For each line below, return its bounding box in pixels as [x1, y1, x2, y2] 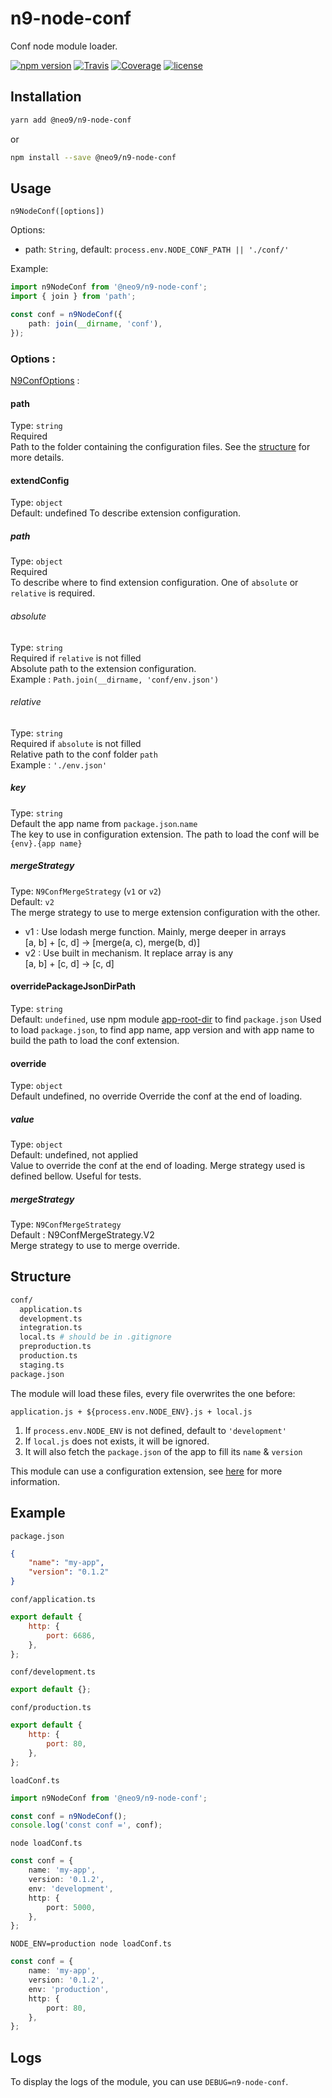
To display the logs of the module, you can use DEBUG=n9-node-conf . [10, 2076, 289, 2088]
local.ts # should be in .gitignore [19, 1332, 172, 1342]
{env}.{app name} [10, 838, 83, 849]
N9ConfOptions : [10, 374, 80, 386]
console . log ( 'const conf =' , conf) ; [10, 1820, 163, 1831]
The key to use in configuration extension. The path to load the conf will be [10, 828, 320, 840]
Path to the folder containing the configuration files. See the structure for [10, 441, 311, 453]
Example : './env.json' [10, 758, 108, 771]
